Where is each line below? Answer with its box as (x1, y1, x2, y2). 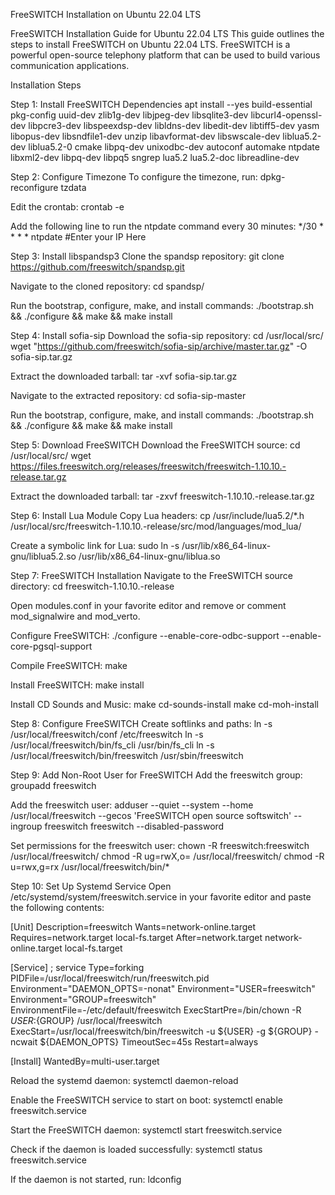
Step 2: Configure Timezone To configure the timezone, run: (10, 171, 258, 183)
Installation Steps (10, 79, 82, 91)
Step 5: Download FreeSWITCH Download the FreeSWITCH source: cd (10, 439, 301, 451)
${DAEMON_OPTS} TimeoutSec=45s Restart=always (39, 1036, 259, 1048)
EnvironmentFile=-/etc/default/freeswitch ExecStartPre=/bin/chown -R (10, 1004, 302, 1016)
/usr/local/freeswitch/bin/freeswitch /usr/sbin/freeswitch (10, 750, 244, 761)
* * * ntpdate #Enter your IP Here (10, 231, 147, 243)
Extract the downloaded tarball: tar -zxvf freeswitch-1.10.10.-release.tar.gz (10, 490, 315, 502)
